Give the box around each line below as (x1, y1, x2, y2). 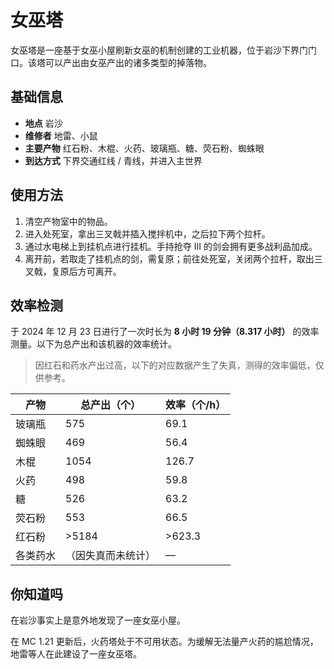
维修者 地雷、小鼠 (24, 129, 98, 141)
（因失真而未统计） (65, 549, 157, 563)
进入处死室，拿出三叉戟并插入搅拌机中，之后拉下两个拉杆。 (24, 227, 271, 240)
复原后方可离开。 (51, 265, 122, 277)
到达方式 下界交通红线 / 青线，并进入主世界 (24, 154, 203, 166)
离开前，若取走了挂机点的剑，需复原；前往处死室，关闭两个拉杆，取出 (24, 252, 315, 265)
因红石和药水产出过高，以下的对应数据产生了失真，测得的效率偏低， (34, 359, 316, 371)
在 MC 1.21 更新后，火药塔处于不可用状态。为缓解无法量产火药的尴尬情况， (10, 636, 319, 648)
